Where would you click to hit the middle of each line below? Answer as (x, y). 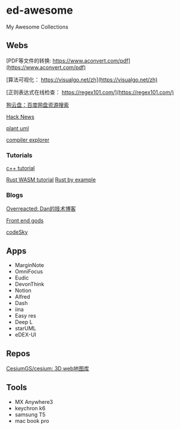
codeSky (17, 232)
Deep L (24, 322)
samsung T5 (30, 415)
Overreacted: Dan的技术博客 (41, 209)
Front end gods (25, 221)
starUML (25, 328)
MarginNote (30, 265)
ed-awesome (40, 10)
